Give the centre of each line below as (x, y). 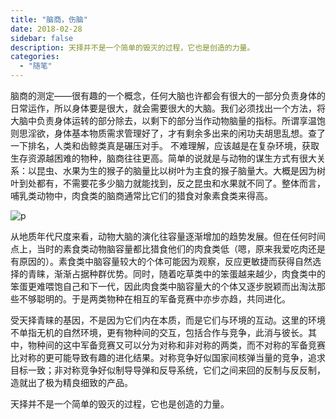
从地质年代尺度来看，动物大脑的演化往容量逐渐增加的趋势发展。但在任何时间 (168, 236)
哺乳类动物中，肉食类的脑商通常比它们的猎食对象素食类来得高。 (141, 195)
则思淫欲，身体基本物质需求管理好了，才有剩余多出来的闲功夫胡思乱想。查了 (168, 133)
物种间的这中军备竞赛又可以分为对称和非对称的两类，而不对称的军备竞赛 (176, 345)
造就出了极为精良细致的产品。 (71, 382)
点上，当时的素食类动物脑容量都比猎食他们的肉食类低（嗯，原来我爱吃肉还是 (168, 249)
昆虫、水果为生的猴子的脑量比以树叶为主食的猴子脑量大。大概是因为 (176, 170)
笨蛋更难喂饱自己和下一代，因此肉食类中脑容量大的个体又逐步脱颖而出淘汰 (163, 286)
